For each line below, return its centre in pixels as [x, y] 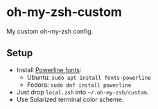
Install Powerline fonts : [49, 69]
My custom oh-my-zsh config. [50, 31]
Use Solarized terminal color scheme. [70, 99]
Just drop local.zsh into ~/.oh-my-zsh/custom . [82, 92]
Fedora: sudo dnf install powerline [79, 85]
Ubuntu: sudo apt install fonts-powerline [89, 77]
